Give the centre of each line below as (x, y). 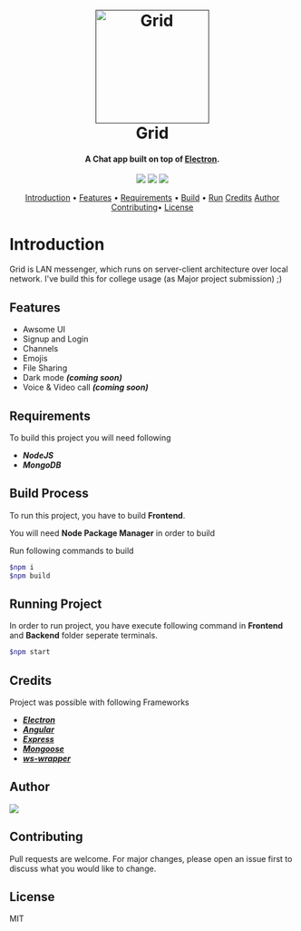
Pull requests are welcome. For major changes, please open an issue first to (151, 858)
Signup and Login (55, 339)
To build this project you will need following (90, 437)
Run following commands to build (72, 550)
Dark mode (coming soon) (72, 378)
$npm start (30, 652)
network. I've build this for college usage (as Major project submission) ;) (146, 279)
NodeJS (38, 455)
